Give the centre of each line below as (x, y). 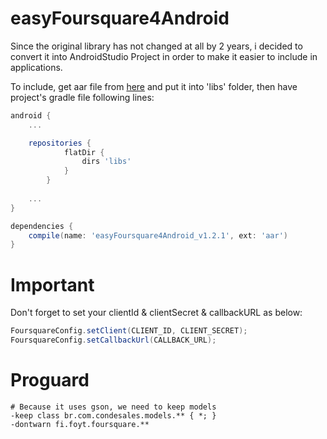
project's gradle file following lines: (82, 97)
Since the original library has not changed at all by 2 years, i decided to (156, 46)
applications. (36, 67)
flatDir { (84, 152)
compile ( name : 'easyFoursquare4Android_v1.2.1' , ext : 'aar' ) (158, 235)
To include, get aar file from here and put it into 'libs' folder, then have (154, 86)
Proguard (50, 380)
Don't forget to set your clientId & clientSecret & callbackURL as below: (156, 313)
